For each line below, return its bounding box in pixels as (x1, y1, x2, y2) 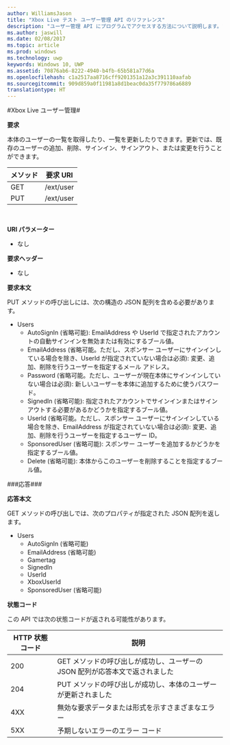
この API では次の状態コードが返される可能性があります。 (7, 615, 170, 624)
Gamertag (27, 556, 56, 564)
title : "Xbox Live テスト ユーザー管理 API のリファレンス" (7, 16, 166, 23)
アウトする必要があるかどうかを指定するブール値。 (27, 406, 172, 414)
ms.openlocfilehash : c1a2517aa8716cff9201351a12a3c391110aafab (7, 73, 192, 81)
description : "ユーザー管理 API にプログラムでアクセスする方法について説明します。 (7, 23, 222, 29)
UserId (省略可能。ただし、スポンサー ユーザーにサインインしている (27, 414, 220, 422)
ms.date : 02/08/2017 (7, 36, 66, 42)
